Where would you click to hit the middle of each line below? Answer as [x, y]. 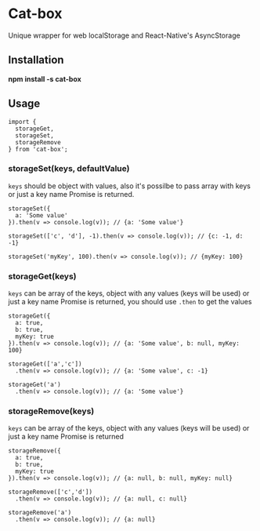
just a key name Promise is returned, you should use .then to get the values [130, 302]
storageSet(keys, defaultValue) [69, 169]
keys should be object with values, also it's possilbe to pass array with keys [129, 186]
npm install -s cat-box [45, 78]
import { [22, 122]
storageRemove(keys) [51, 411]
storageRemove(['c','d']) [50, 492]
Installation [36, 60]
